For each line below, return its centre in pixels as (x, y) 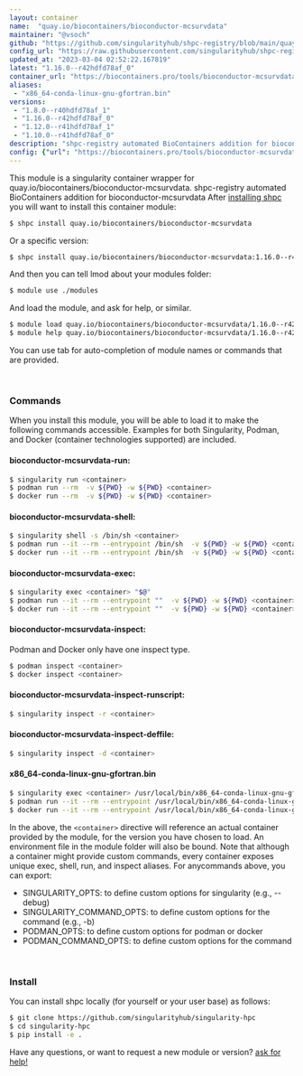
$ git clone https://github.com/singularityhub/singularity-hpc (133, 1018)
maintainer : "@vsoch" (50, 34)
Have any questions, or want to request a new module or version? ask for (145, 1052)
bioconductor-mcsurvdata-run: (70, 460)
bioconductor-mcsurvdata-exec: (73, 573)
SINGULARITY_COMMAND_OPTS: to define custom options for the (146, 912)
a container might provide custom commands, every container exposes (142, 856)
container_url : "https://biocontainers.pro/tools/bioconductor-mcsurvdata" (155, 77)
